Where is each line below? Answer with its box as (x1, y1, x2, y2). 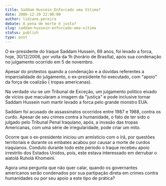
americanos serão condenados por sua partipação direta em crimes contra (5, 170, 159, 176)
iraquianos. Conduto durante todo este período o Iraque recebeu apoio (5, 144, 150, 150)
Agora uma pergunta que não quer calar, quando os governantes (5, 164, 138, 171)
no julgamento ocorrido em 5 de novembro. (5, 59, 94, 65)
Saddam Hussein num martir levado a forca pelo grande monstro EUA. (5, 99, 149, 105)
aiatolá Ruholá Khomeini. (5, 155, 55, 161)
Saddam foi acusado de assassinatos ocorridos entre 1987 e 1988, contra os (5, 108, 161, 114)
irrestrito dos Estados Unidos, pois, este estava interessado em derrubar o (5, 149, 157, 156)
